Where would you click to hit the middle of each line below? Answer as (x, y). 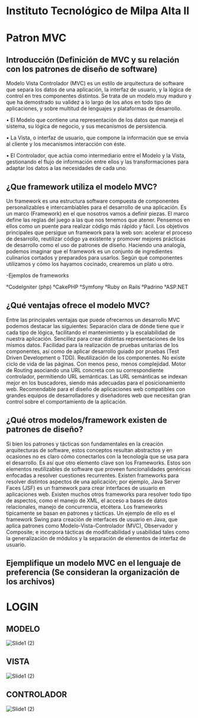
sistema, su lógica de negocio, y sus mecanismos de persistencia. (87, 126)
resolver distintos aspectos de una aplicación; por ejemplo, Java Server (93, 482)
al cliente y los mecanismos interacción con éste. (66, 144)
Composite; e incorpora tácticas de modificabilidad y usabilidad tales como (98, 532)
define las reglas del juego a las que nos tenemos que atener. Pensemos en (98, 220)
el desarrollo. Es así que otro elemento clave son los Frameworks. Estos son (98, 463)
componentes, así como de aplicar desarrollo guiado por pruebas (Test (92, 351)
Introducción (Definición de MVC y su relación (93, 60)
